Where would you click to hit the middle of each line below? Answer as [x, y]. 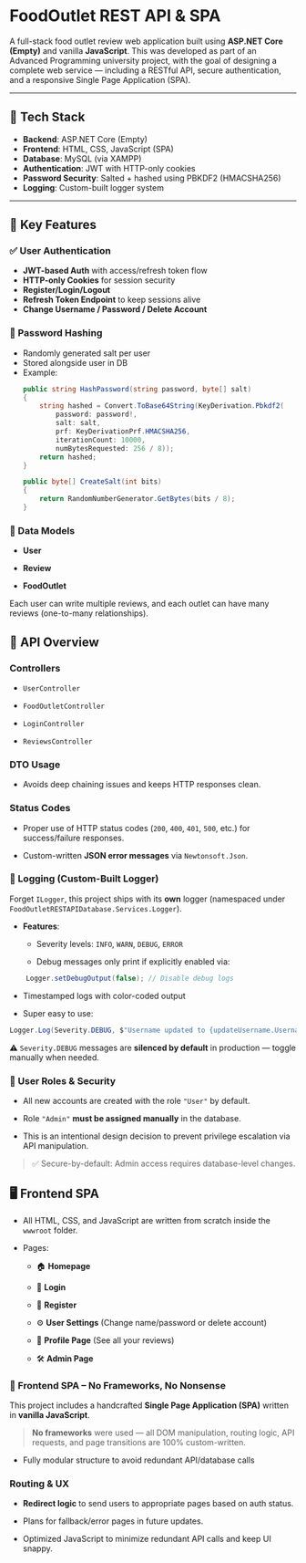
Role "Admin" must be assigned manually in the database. [132, 1118]
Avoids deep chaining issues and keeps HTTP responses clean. [142, 785]
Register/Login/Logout [66, 290]
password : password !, [97, 415]
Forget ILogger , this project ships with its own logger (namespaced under [148, 899]
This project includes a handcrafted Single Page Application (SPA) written [149, 1405]
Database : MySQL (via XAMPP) [82, 158]
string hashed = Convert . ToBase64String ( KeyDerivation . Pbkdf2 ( [162, 406]
